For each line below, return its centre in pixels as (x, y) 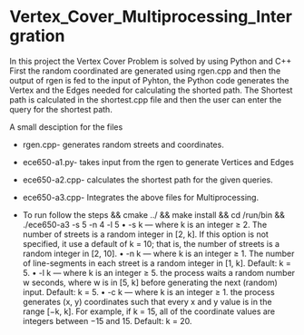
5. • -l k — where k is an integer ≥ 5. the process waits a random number (159, 272)
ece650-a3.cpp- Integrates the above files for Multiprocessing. (141, 197)
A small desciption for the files (66, 127)
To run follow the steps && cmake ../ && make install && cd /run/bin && (154, 214)
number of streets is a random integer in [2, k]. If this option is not (146, 234)
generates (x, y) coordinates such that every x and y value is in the (147, 301)
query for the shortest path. (61, 109)
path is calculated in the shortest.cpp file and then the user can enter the (146, 99)
